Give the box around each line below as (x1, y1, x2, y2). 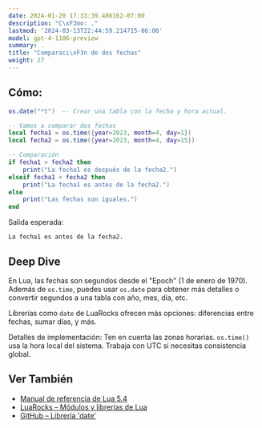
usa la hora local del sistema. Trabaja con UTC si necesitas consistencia (8, 341, 247, 350)
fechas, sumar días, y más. (8, 317, 97, 326)
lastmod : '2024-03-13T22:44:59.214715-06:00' (8, 26, 163, 34)
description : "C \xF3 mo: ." (8, 19, 99, 27)
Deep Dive (8, 254, 61, 268)
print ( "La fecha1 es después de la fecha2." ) (22, 166, 178, 174)
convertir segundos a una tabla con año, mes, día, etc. (8, 293, 188, 302)
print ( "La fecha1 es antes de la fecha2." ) (22, 181, 171, 189)
